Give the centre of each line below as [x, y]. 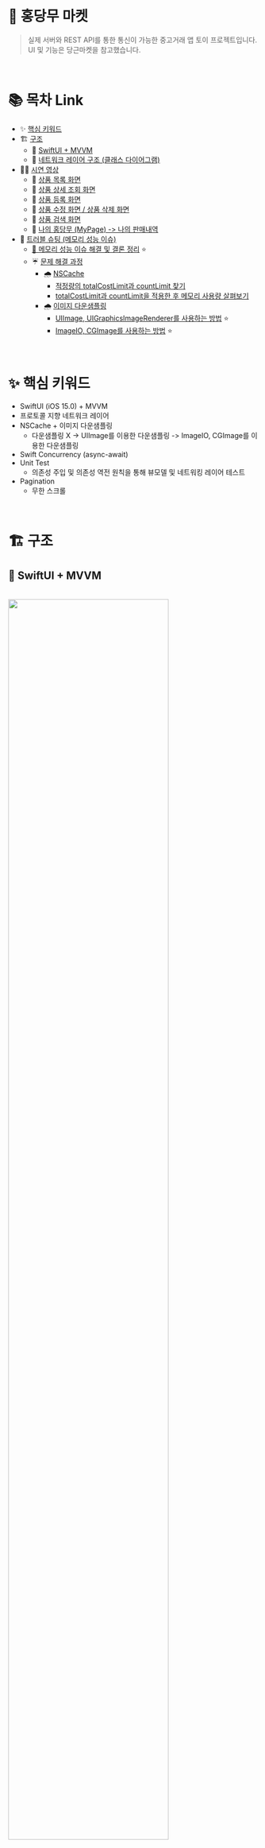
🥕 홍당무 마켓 [48, 16]
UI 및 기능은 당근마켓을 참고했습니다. [84, 49]
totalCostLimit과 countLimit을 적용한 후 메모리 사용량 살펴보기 [152, 296]
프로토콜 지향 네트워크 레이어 [64, 415]
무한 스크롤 [48, 491]
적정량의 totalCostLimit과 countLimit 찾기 [121, 285]
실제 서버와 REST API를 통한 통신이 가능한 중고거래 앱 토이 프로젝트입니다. [142, 40]
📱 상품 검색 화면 [56, 219]
